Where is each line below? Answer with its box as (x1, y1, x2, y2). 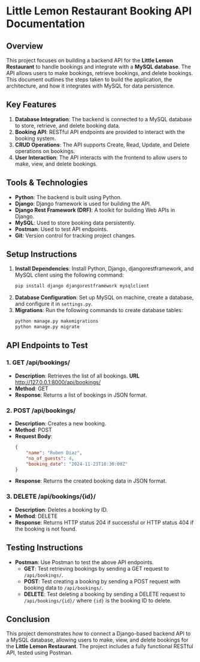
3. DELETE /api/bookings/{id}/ (6, 492, 96, 501)
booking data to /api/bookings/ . (23, 584, 104, 591)
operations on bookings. (14, 147, 75, 154)
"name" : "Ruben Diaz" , (26, 450, 83, 456)
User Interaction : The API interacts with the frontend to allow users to (14, 154, 187, 161)
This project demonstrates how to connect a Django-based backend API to (6, 630, 191, 637)
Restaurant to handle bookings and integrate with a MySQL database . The (6, 63, 192, 70)
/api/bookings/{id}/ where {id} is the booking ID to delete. (23, 597, 172, 604)
